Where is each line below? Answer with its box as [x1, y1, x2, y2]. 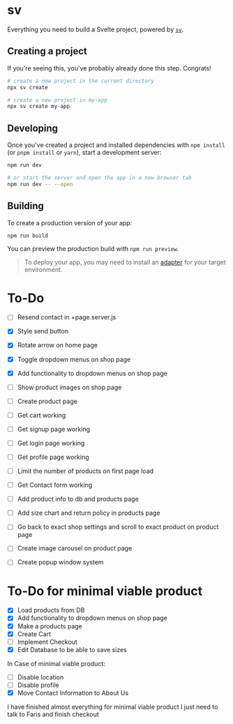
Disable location [17, 672, 64, 681]
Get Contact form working [17, 481, 93, 490]
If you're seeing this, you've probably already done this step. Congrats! [7, 63, 211, 72]
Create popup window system [17, 558, 104, 566]
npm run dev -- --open [7, 181, 73, 188]
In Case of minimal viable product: [7, 659, 106, 668]
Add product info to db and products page [17, 495, 140, 504]
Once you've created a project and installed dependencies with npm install [7, 141, 225, 149]
